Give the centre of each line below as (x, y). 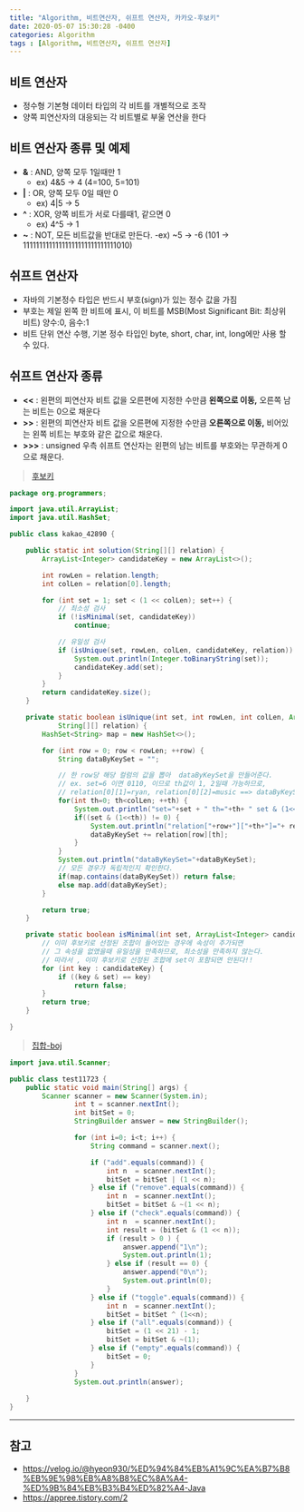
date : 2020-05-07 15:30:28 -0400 (72, 26)
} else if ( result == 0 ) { (157, 1264)
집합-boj (47, 1046)
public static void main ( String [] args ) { (107, 1087)
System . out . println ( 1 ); (167, 1255)
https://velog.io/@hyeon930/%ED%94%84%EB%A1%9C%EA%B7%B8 (156, 1468)
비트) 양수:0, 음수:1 (56, 322)
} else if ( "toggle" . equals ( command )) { (167, 1297)
